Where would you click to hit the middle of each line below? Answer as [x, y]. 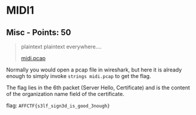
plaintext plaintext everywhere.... [61, 46]
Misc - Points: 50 [39, 32]
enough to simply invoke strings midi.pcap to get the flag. [79, 76]
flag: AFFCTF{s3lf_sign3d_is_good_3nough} [58, 105]
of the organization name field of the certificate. [65, 94]
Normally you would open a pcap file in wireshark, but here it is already [94, 70]
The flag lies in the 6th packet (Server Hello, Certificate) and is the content [98, 88]
